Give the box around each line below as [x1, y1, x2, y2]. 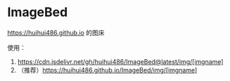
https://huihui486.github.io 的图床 [7, 28, 105, 37]
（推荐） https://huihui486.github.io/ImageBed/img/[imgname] [17, 66, 198, 74]
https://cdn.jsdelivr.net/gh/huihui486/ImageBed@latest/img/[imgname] [17, 57, 224, 66]
